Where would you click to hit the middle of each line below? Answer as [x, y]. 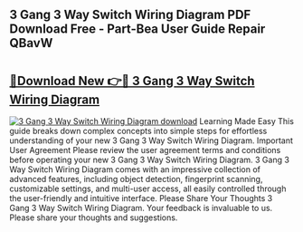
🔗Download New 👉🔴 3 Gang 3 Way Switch [132, 81]
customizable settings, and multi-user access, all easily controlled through [148, 188]
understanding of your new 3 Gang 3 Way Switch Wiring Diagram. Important [151, 140]
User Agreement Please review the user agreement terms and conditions [145, 150]
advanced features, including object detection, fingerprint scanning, [136, 179]
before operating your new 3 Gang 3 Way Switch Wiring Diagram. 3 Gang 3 [149, 159]
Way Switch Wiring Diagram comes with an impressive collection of [135, 169]
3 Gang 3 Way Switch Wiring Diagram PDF [130, 15]
